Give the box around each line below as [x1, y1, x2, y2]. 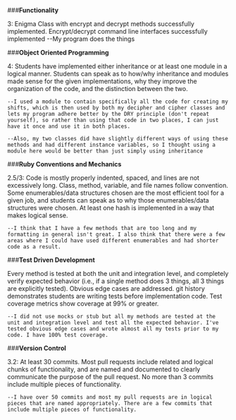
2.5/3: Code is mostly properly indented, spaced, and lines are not [7, 174, 199, 182]
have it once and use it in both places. [7, 123, 131, 130]
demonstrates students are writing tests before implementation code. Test [7, 292, 223, 300]
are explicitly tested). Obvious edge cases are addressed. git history [7, 284, 206, 292]
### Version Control [7, 344, 67, 352]
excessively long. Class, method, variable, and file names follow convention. [7, 181, 229, 189]
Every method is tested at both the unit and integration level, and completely [7, 270, 229, 277]
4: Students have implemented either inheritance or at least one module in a [7, 62, 228, 70]
